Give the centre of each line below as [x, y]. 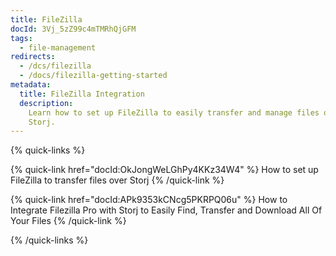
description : [46, 103]
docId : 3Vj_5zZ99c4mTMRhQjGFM [73, 29]
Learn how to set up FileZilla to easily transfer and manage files [174, 112]
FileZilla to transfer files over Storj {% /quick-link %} [117, 180]
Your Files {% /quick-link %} [68, 221]
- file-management [58, 47]
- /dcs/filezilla [55, 66]
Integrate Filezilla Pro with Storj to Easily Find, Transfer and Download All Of [166, 210]
